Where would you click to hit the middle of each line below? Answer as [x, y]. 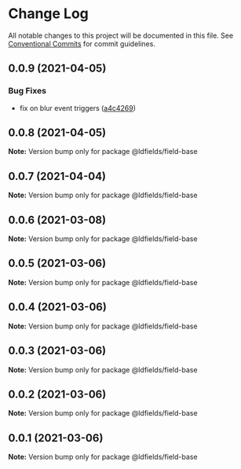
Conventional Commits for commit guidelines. [82, 43]
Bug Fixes [27, 91]
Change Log [48, 14]
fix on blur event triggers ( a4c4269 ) [77, 108]
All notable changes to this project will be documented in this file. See [121, 35]
